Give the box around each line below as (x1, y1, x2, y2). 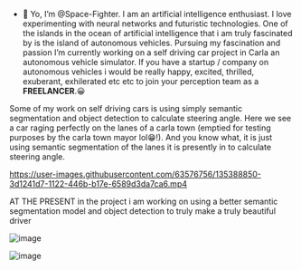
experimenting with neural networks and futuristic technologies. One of (22, 18, 288, 29)
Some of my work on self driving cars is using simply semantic (9, 103, 242, 113)
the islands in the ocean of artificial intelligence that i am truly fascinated (22, 28, 293, 38)
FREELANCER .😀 (22, 86, 86, 96)
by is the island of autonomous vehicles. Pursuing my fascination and (22, 37, 281, 48)
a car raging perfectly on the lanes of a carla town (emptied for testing (9, 122, 271, 133)
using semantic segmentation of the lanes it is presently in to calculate (9, 141, 272, 152)
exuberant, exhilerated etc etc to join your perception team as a (22, 76, 259, 86)
